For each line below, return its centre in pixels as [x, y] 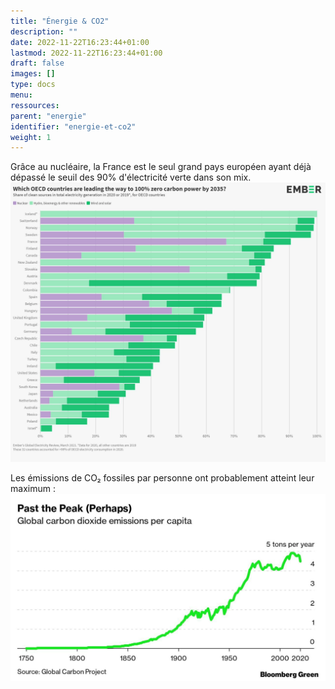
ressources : [35, 105]
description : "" [44, 31]
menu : [21, 95]
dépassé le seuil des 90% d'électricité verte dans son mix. [131, 177]
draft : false [37, 63]
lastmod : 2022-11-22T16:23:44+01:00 [86, 53]
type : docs [33, 85]
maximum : [33, 489]
